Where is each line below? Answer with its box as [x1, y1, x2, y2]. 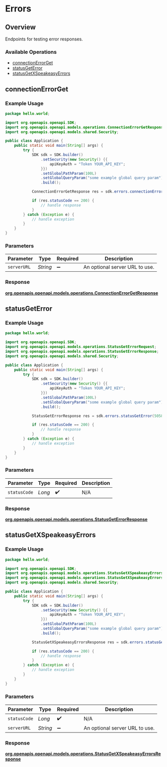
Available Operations [5, 48, 57, 55]
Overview [5, 23, 36, 31]
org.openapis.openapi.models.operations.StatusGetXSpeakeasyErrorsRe [5, 751, 161, 757]
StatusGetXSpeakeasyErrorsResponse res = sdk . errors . [31, 639, 146, 645]
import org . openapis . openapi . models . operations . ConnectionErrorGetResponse [5, 125, 166, 130]
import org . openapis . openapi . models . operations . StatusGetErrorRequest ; [5, 345, 157, 350]
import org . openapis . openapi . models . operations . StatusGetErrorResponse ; [5, 349, 159, 354]
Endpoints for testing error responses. [5, 36, 83, 42]
